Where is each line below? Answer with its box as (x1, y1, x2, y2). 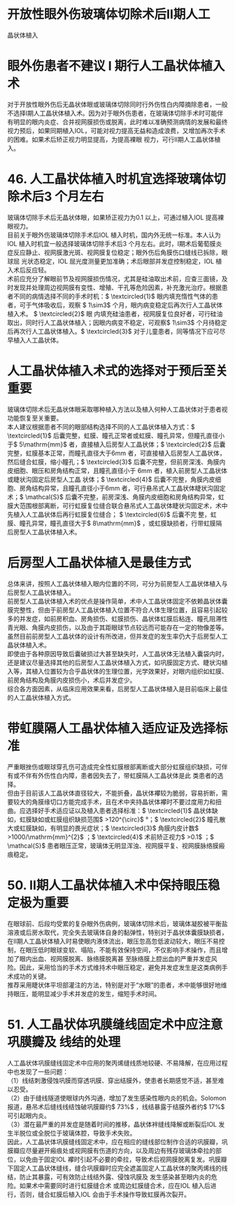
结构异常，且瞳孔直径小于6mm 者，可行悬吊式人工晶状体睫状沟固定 (31, 484, 226, 492)
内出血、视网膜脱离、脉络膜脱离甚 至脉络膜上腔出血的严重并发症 (25, 954, 211, 962)
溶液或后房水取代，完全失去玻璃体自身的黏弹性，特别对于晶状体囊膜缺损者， (7, 928, 228, 937)
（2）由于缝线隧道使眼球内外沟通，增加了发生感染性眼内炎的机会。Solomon (7, 1094, 227, 1102)
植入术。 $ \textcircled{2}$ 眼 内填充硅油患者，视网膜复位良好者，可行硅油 (7, 309, 223, 318)
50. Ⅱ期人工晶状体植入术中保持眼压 (7, 877, 208, 893)
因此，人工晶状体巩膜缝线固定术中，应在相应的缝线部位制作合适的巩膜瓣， (7, 1137, 222, 1146)
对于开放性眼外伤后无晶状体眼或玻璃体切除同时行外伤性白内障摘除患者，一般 (7, 100, 228, 109)
